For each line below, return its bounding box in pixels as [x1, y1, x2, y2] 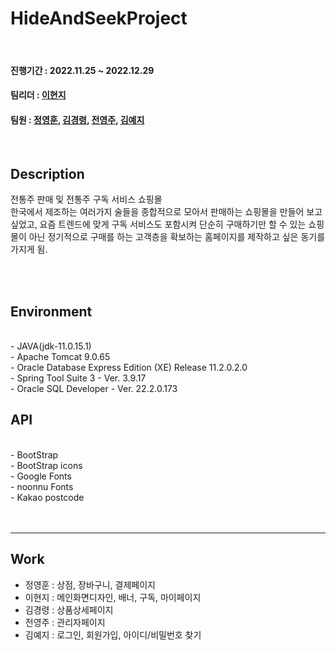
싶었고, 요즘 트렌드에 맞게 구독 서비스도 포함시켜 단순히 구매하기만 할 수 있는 [10, 218, 307, 231]
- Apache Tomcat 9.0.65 [10, 350, 111, 362]
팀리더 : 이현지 [10, 89, 67, 101]
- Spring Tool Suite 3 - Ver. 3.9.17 [10, 372, 147, 384]
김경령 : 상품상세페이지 [24, 603, 114, 616]
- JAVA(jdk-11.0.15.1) [10, 340, 92, 352]
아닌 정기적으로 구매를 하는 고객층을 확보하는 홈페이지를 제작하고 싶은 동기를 [28, 231, 326, 243]
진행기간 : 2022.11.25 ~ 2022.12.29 [10, 64, 155, 76]
